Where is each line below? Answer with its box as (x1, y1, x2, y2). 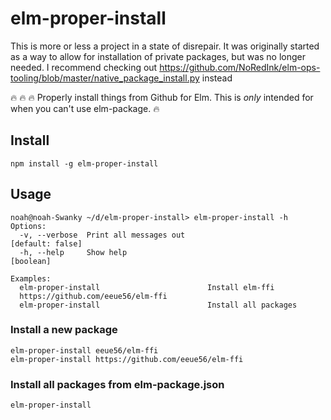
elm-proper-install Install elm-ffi (19, 282, 275, 292)
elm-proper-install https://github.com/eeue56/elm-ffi (10, 354, 244, 364)
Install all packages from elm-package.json (10, 377, 225, 391)
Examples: (10, 273, 52, 284)
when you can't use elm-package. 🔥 (10, 102, 160, 114)
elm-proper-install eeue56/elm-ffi (10, 345, 159, 356)
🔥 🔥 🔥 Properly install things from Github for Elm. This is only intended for (10, 91, 314, 103)
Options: (10, 221, 47, 231)
